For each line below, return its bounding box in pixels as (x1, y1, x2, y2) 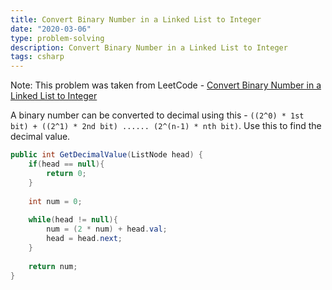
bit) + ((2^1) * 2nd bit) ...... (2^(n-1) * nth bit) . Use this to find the (10, 120, 322, 132)
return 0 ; (46, 168, 87, 178)
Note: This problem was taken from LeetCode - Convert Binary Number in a (10, 79, 322, 91)
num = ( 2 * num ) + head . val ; (46, 224, 168, 235)
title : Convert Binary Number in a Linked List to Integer (10, 14, 262, 25)
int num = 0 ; (28, 196, 83, 206)
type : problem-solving (10, 33, 105, 43)
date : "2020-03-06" (10, 24, 92, 34)
